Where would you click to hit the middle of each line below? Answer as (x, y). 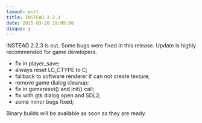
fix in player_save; (37, 64)
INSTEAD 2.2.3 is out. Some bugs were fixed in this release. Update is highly (101, 46)
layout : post (23, 12)
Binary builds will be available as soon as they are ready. (76, 113)
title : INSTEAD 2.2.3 (33, 17)
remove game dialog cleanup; (52, 83)
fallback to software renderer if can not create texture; (82, 76)
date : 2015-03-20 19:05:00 (40, 23)
